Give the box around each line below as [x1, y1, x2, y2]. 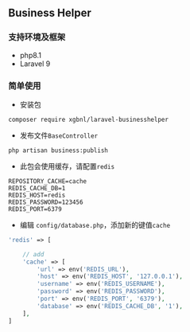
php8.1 [19, 50, 42, 60]
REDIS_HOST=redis [8, 191, 66, 199]
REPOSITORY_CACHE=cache [8, 177, 87, 186]
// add [22, 250, 45, 258]
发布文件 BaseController [19, 131, 99, 140]
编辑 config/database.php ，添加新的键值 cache [19, 220, 171, 229]
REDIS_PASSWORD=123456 [8, 198, 83, 206]
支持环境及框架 [8, 32, 66, 43]
